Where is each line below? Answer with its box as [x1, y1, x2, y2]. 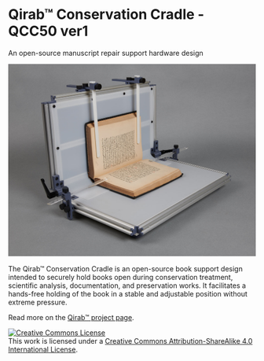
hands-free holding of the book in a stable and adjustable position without [8, 289, 247, 299]
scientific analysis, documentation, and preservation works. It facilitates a [8, 281, 246, 290]
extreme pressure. [8, 297, 68, 308]
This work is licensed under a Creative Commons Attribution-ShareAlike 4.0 [8, 337, 253, 346]
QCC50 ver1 [8, 22, 89, 40]
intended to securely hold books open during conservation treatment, [8, 273, 233, 282]
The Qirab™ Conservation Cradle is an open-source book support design [8, 264, 244, 274]
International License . [8, 344, 79, 355]
